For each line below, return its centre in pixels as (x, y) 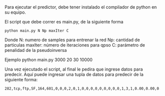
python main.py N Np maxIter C (37, 31)
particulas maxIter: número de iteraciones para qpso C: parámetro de (75, 45)
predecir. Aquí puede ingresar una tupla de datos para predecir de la (74, 74)
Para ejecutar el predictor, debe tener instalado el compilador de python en (81, 7)
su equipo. (16, 12)
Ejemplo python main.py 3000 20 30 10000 (49, 60)
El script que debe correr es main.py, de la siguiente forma (64, 22)
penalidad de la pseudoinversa (36, 50)
